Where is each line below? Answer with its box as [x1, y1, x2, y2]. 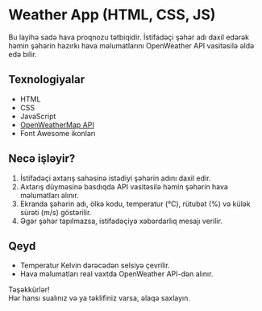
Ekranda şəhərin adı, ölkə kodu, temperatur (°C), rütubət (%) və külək [19, 199, 252, 209]
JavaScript [19, 111, 56, 121]
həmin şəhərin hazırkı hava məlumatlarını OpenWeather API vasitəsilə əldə [8, 40, 255, 50]
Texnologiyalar [8, 73, 85, 86]
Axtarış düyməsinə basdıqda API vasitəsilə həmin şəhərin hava [19, 181, 228, 191]
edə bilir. [8, 49, 38, 59]
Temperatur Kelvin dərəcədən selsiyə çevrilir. [19, 260, 171, 271]
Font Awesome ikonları [19, 128, 96, 138]
